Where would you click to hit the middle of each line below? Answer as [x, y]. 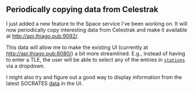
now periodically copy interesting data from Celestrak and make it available [97, 30]
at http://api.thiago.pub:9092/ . [42, 36]
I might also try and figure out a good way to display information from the [94, 77]
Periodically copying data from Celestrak [82, 10]
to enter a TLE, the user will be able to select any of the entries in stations [96, 59]
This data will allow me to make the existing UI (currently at [77, 47]
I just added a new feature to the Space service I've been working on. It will [97, 23]
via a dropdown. [25, 66]
